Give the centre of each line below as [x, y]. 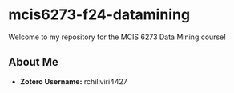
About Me [33, 62]
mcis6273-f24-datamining [99, 15]
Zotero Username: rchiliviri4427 [74, 81]
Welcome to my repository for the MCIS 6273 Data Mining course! [117, 37]
